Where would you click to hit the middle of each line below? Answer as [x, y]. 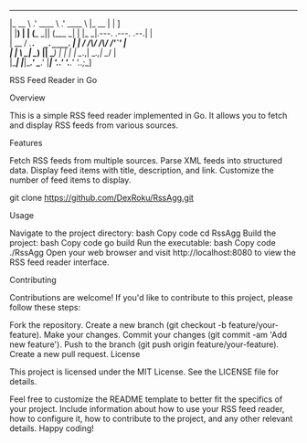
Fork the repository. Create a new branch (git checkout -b [118, 325]
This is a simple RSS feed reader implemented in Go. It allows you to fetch [148, 116]
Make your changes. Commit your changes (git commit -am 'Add [165, 335]
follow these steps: [45, 307]
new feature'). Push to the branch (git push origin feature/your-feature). [144, 344]
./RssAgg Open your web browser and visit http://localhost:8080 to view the [153, 253]
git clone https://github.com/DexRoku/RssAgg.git [102, 198]
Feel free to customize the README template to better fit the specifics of [146, 399]
